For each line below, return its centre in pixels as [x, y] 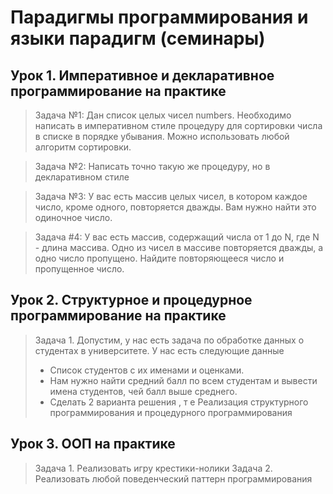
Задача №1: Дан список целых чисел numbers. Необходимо [163, 115]
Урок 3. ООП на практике [93, 444]
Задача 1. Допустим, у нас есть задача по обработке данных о [169, 340]
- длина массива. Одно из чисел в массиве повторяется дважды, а [179, 247]
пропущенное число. [79, 269]
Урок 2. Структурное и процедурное [131, 300]
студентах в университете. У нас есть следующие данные [159, 350]
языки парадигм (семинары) [138, 38]
